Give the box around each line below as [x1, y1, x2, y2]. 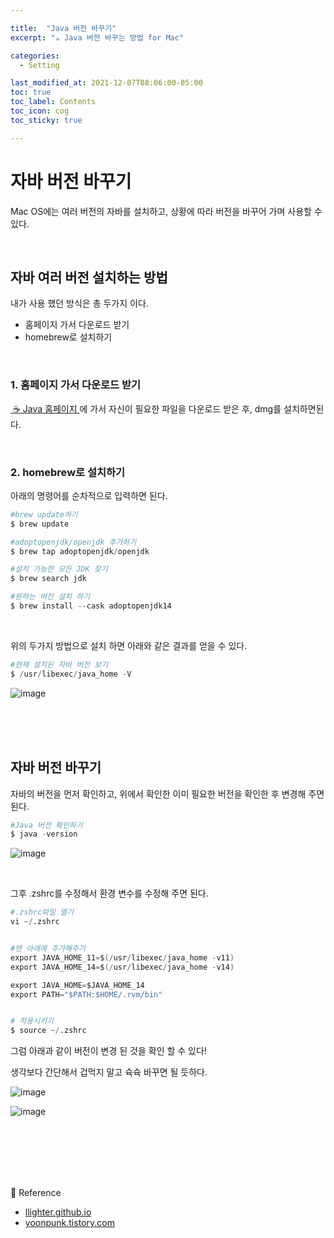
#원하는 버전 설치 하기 [10, 592, 91, 602]
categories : [10, 51, 60, 61]
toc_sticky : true [10, 115, 83, 125]
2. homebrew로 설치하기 [10, 465, 126, 479]
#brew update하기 [10, 509, 78, 520]
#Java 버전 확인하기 [10, 820, 83, 830]
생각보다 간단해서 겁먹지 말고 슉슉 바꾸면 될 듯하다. [10, 1066, 208, 1078]
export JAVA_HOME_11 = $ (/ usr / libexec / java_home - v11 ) [10, 952, 235, 963]
